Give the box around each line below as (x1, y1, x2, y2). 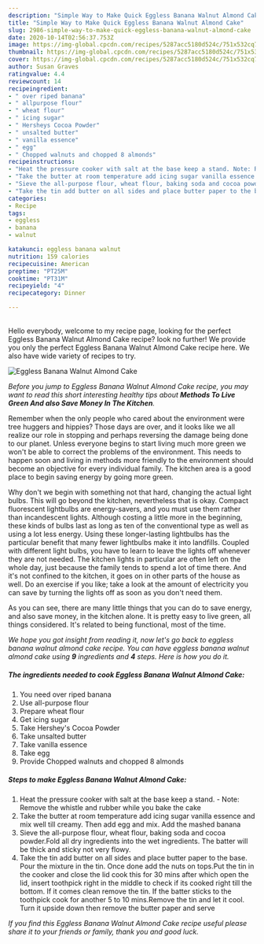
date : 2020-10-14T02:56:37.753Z (8, 33, 114, 42)
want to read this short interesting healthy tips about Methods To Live (8, 391, 236, 399)
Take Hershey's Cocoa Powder (19, 723, 120, 732)
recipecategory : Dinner (8, 289, 86, 298)
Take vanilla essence (19, 739, 88, 749)
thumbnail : (8, 48, 44, 56)
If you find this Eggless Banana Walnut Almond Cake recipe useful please (8, 918, 247, 927)
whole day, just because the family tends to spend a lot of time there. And (8, 563, 247, 572)
